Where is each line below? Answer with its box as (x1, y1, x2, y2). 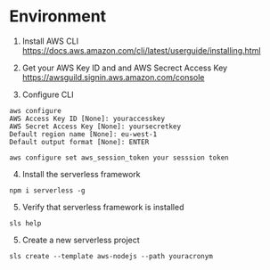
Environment (9, 6, 107, 27)
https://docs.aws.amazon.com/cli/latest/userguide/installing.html (21, 45, 261, 55)
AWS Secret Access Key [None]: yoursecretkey (9, 122, 181, 131)
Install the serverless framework (21, 168, 141, 179)
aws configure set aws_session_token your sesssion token (9, 153, 229, 162)
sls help (9, 218, 42, 228)
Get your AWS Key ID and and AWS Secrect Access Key (21, 62, 228, 73)
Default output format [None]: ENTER (9, 137, 150, 146)
